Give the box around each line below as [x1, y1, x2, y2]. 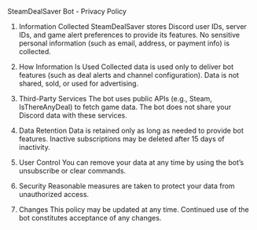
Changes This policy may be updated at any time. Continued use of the [18, 205, 249, 214]
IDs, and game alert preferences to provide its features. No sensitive [18, 31, 240, 39]
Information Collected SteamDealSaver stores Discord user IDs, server [18, 22, 247, 31]
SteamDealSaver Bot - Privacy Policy [7, 7, 127, 16]
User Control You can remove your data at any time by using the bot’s [18, 158, 244, 167]
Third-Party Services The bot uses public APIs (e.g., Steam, [18, 94, 213, 103]
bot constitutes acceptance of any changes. [18, 214, 162, 222]
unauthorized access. [18, 190, 90, 199]
